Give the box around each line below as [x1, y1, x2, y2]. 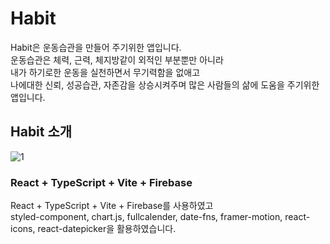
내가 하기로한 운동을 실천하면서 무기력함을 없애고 [10, 66, 201, 78]
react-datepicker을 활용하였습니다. [37, 223, 177, 235]
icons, [10, 223, 36, 235]
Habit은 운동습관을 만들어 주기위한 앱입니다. [10, 41, 182, 53]
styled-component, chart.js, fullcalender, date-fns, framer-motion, [10, 211, 283, 223]
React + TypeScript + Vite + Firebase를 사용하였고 [10, 200, 214, 212]
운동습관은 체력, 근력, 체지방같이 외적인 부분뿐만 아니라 [10, 53, 224, 66]
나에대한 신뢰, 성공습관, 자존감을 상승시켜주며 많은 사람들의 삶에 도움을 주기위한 [10, 78, 320, 91]
